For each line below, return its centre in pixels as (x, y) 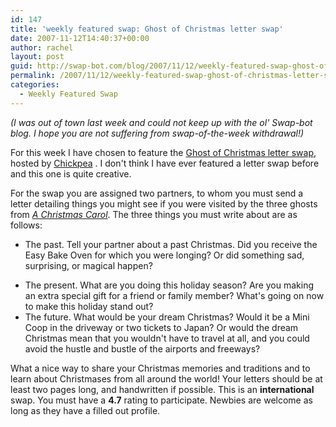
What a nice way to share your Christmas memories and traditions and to (160, 368)
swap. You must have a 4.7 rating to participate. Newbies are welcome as (161, 400)
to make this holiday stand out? (89, 306)
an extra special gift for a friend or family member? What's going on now (174, 295)
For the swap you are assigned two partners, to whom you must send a (157, 193)
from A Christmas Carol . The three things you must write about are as (154, 214)
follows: (26, 225)
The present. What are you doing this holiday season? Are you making (169, 285)
